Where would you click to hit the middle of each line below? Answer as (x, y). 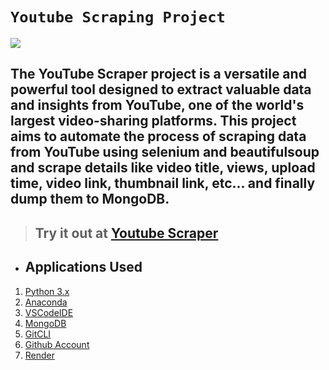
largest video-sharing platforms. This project (153, 121)
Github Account (57, 344)
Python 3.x (47, 291)
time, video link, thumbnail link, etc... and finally (163, 183)
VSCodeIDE (49, 312)
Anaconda (46, 302)
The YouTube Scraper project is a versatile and (158, 74)
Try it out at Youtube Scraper (126, 233)
